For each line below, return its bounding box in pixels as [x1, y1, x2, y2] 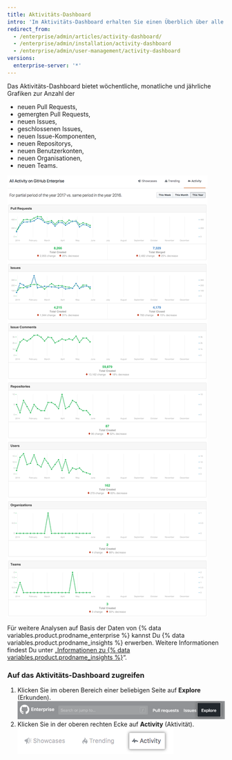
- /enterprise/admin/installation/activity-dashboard [13, 40, 171, 48]
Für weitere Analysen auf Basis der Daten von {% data [7, 623, 162, 632]
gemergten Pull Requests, [17, 110, 91, 118]
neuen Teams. [17, 161, 58, 169]
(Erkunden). [17, 694, 52, 702]
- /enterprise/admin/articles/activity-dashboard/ [13, 33, 162, 40]
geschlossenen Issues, [17, 124, 83, 133]
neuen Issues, [17, 117, 57, 126]
